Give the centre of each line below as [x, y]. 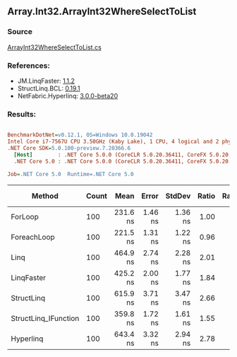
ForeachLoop [33, 237]
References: [29, 65]
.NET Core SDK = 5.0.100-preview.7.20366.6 [69, 148]
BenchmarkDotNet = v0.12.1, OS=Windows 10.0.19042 [80, 135]
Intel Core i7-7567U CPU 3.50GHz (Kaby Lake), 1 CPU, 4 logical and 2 [113, 142]
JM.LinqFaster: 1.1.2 [46, 81]
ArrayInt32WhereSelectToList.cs [55, 47]
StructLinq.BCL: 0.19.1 [49, 88]
